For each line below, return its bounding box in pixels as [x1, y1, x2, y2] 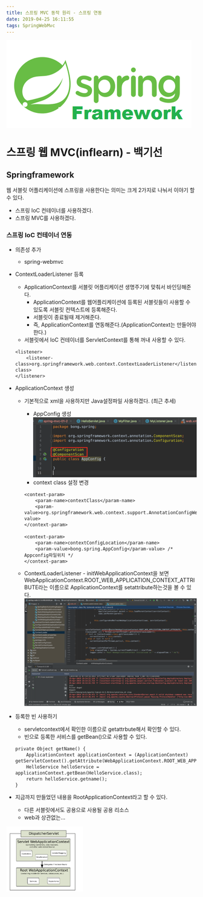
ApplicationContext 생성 [14, 384, 74, 392]
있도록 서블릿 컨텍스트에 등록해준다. [33, 305, 118, 313]
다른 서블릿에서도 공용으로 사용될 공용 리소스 [24, 806, 129, 814]
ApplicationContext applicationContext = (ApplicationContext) [26, 752, 188, 758]
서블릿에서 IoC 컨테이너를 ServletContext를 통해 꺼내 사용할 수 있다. [24, 336, 186, 343]
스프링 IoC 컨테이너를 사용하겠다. [14, 207, 94, 214]
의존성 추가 [14, 246, 42, 253]
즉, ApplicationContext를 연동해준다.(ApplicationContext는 [33, 321, 176, 328]
